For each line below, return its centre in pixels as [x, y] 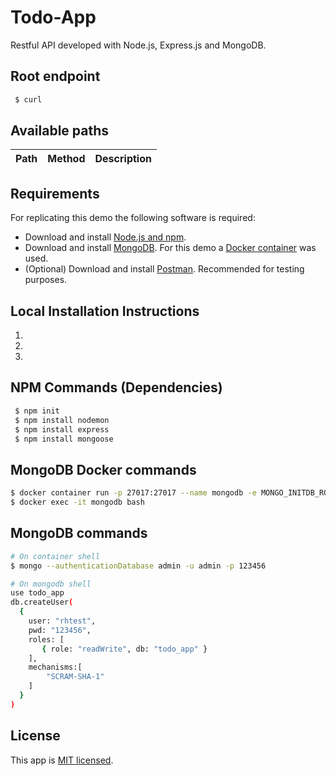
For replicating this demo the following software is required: [133, 218]
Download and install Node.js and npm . [105, 237]
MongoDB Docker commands [103, 469]
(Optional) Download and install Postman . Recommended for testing [164, 269]
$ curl [28, 99]
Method [66, 159]
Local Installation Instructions [105, 311]
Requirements [55, 193]
